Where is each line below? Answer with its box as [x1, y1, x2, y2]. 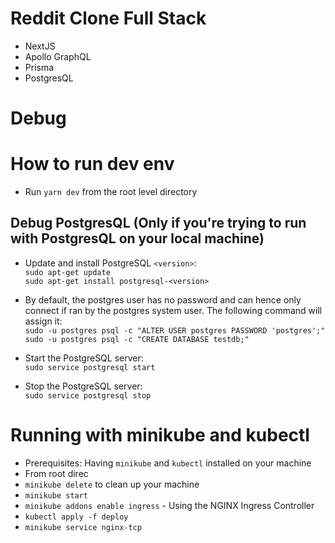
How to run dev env [10, 153, 175, 176]
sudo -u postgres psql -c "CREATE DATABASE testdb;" [24, 334, 250, 344]
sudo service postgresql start [24, 362, 156, 372]
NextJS [24, 40, 56, 52]
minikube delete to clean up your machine [24, 478, 200, 490]
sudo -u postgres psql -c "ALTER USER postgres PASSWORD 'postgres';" [24, 325, 326, 336]
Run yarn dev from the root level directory [24, 186, 198, 198]
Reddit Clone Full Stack [10, 7, 207, 30]
